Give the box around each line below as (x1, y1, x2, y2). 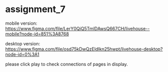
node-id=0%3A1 (5, 51, 39, 57)
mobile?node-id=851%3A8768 (5, 31, 69, 37)
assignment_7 (5, 4, 66, 15)
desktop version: (5, 40, 40, 46)
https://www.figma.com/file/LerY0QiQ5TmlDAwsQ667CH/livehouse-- (5, 25, 150, 31)
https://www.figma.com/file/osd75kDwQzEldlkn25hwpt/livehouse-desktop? (5, 46, 163, 52)
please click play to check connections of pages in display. (5, 61, 128, 67)
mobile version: (5, 20, 37, 26)
